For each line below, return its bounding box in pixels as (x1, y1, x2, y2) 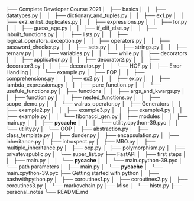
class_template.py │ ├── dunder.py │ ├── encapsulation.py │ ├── (6, 132, 179, 139)
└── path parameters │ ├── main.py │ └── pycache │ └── (6, 163, 163, 170)
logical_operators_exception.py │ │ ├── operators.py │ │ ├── (6, 37, 170, 44)
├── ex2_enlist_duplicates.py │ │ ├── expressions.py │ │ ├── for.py (6, 18, 187, 25)
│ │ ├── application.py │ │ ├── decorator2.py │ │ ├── (6, 56, 160, 63)
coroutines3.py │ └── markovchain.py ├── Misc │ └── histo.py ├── (6, 182, 182, 189)
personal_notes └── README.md (6, 189, 89, 195)
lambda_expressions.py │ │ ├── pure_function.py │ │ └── (6, 81, 161, 88)
